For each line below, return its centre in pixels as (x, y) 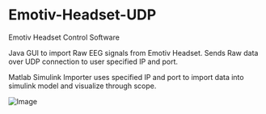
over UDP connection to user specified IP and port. (93, 61)
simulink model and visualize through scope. (82, 86)
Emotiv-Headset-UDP (82, 15)
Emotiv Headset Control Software (64, 37)
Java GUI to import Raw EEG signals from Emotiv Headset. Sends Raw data (133, 53)
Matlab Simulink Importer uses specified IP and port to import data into (126, 77)
